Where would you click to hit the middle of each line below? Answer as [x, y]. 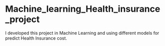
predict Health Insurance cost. [36, 38]
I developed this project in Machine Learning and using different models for [82, 33]
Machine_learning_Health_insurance [83, 9]
